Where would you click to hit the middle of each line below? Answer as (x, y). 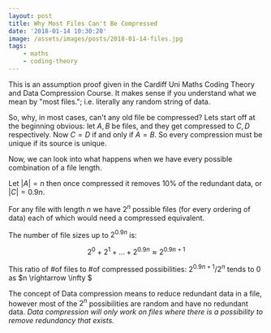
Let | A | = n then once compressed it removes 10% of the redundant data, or (135, 183)
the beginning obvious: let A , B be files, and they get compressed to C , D (129, 126)
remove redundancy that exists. (62, 321)
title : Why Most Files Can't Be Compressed (83, 24)
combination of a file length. (56, 167)
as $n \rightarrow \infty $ (50, 278)
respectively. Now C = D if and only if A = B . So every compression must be (135, 134)
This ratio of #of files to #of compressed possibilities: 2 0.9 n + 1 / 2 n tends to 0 (135, 268)
